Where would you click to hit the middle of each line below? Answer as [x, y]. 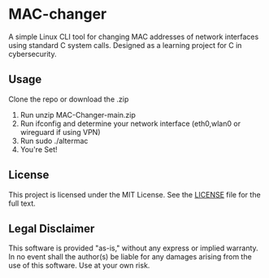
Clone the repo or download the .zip [69, 99]
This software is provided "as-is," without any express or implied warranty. [133, 248]
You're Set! [39, 149]
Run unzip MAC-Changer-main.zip [78, 115]
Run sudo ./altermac [54, 141]
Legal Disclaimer [52, 228]
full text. [22, 203]
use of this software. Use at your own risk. [79, 266]
